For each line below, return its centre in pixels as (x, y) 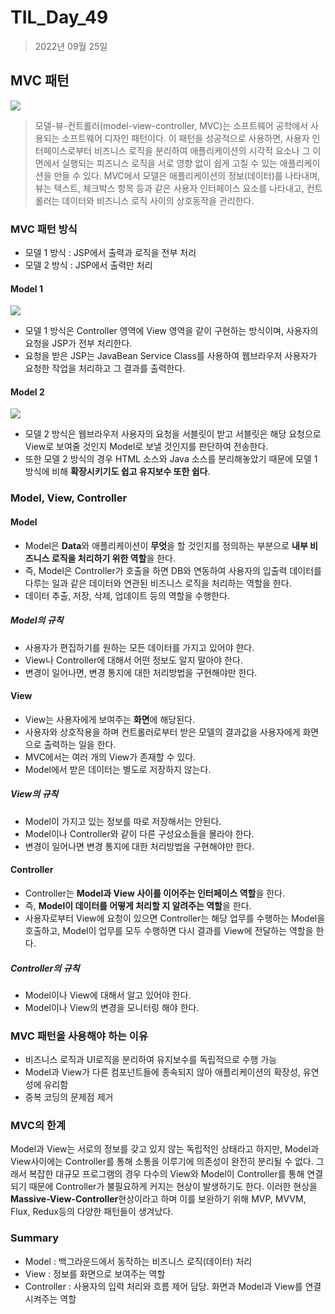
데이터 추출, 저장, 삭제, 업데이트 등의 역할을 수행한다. (127, 595)
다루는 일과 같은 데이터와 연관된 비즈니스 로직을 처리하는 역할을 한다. (158, 583)
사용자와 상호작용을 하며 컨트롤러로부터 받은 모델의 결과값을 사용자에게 (162, 732)
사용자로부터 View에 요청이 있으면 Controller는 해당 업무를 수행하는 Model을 (175, 918)
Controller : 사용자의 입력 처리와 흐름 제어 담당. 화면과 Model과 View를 (163, 1286)
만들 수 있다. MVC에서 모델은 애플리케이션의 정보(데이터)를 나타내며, (187, 175)
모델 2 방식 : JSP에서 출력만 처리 (88, 265)
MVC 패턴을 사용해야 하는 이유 (79, 1036)
